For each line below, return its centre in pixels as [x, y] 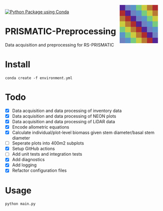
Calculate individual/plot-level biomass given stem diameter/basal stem [83, 132]
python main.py [20, 204]
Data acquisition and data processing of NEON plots [64, 116]
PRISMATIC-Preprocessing [61, 32]
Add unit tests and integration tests [47, 154]
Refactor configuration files [39, 170]
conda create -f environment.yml [39, 78]
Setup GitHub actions [33, 149]
